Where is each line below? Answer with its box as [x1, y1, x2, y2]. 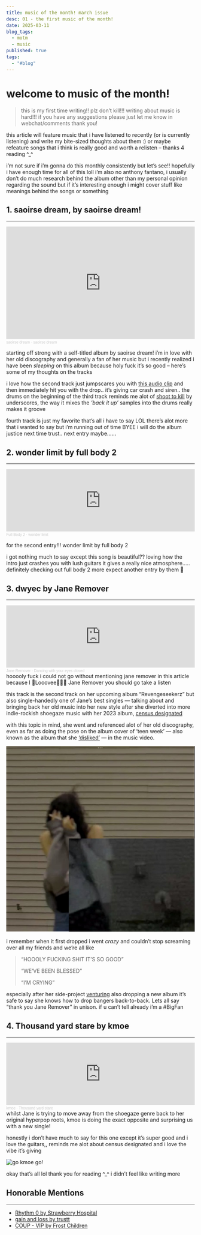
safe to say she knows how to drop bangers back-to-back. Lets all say [6, 997, 179, 1005]
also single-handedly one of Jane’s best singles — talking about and [6, 697, 175, 704]
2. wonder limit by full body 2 [6, 447, 117, 457]
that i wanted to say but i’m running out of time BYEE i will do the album [6, 424, 182, 431]
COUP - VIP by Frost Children [14, 1222, 88, 1229]
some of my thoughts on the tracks [6, 368, 93, 376]
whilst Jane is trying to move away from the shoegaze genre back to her [6, 1110, 185, 1117]
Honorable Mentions [6, 1188, 84, 1198]
